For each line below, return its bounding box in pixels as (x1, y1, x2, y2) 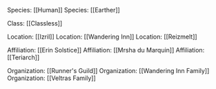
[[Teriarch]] (7, 53, 40, 61)
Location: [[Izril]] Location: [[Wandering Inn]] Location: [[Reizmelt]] (7, 32, 198, 41)
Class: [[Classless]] (7, 19, 63, 27)
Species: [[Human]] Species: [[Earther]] (7, 6, 121, 14)
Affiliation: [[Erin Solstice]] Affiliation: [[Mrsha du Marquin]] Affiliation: (7, 46, 205, 54)
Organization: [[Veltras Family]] (7, 74, 96, 82)
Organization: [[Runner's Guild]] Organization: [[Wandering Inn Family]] (7, 67, 210, 75)
